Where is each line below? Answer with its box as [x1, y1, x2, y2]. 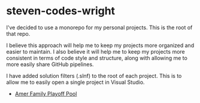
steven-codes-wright [6, 4, 116, 18]
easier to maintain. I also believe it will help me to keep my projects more [6, 48, 185, 55]
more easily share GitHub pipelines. [6, 61, 94, 68]
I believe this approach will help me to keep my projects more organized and [6, 42, 195, 49]
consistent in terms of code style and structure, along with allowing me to [6, 54, 187, 61]
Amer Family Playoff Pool [14, 90, 77, 97]
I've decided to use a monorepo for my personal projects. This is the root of [6, 24, 193, 31]
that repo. [6, 30, 31, 37]
